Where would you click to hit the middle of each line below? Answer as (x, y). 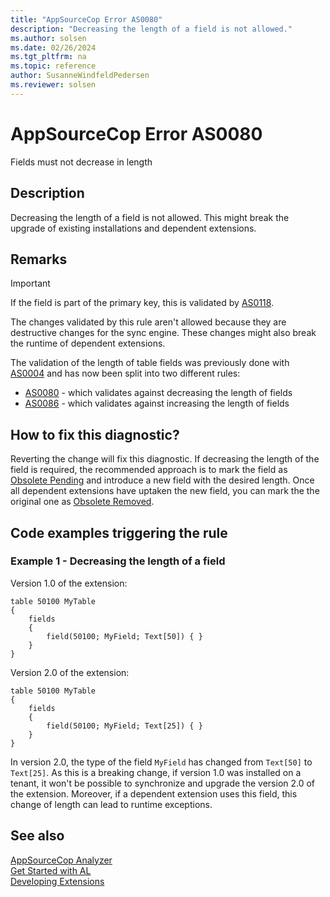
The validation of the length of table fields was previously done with (150, 363)
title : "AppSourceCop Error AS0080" (86, 19)
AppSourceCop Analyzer (61, 860)
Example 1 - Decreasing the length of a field (118, 561)
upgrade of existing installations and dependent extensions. (133, 228)
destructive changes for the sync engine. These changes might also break (163, 333)
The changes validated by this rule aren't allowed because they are (148, 322)
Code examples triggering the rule (119, 532)
